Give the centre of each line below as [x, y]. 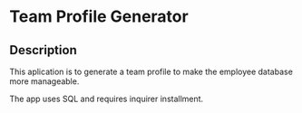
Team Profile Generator [99, 17]
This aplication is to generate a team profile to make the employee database [151, 71]
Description [43, 50]
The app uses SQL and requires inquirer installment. [107, 99]
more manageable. [44, 81]
